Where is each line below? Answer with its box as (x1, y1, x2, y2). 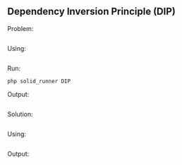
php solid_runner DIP (7, 78, 71, 85)
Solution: (7, 109, 33, 118)
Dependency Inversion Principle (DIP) (7, 6, 176, 18)
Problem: (7, 24, 34, 32)
